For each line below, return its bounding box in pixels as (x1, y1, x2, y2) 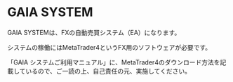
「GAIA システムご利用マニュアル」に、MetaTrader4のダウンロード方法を (7, 57, 220, 67)
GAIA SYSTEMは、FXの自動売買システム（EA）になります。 (7, 28, 181, 36)
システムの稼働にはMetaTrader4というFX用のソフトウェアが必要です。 (7, 43, 212, 51)
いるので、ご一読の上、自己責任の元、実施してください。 (25, 67, 192, 75)
